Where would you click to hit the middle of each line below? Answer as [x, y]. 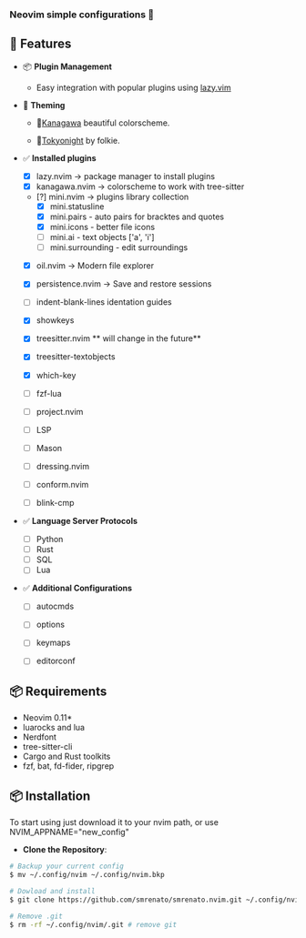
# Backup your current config [67, 867]
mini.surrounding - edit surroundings [119, 247]
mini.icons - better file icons [102, 227]
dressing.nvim [62, 466]
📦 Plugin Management [67, 66]
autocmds [55, 606]
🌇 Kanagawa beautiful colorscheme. [103, 123]
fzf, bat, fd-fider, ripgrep [68, 766]
